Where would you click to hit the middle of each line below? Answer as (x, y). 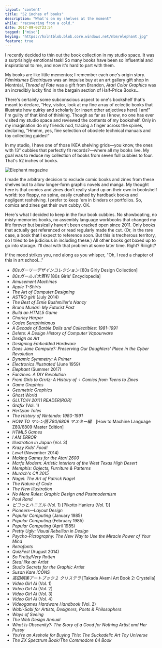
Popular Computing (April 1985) (44, 526)
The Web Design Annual (36, 619)
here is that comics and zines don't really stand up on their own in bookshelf (81, 189)
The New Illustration (32, 489)
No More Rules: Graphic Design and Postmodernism (64, 494)
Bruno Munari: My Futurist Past (43, 307)
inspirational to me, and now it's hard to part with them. (60, 65)
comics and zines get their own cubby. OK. (48, 205)
